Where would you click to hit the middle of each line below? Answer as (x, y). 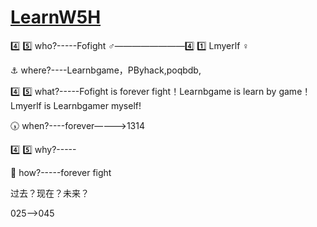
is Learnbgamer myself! (92, 105)
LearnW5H (56, 17)
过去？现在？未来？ (50, 193)
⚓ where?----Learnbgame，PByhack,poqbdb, (106, 70)
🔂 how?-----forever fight (61, 172)
